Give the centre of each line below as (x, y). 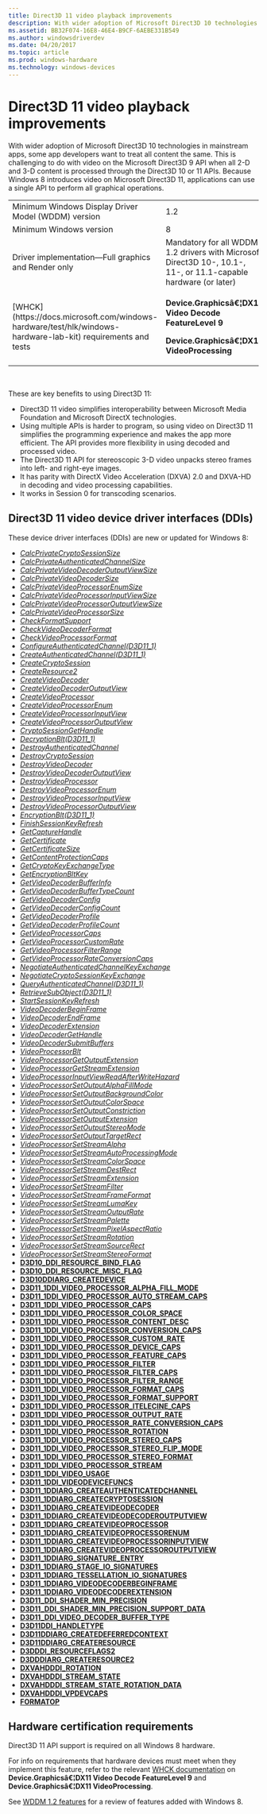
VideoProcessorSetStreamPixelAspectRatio (91, 1228)
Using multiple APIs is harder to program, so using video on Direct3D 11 (136, 425)
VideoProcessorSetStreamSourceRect (82, 1246)
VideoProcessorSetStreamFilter (71, 1186)
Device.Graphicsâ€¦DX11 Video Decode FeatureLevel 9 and (107, 1778)
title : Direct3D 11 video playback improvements (90, 16)
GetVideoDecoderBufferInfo (66, 882)
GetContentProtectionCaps (64, 857)
